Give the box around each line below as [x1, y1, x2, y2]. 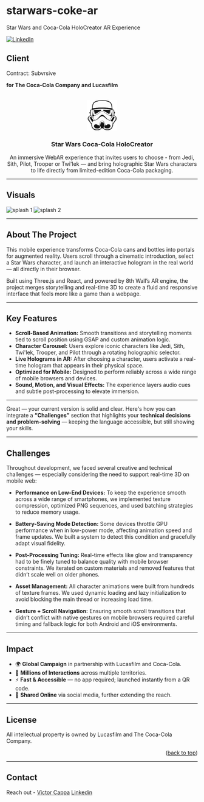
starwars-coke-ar [6, 4, 98, 18]
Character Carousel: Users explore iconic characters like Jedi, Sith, [15, 342, 185, 350]
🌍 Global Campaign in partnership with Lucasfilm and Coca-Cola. [15, 661, 182, 668]
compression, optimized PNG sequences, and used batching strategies [15, 502, 193, 509]
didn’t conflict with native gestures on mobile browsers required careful [15, 614, 194, 622]
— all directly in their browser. [6, 265, 81, 272]
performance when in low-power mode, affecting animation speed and [15, 527, 192, 534]
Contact [6, 772, 38, 783]
